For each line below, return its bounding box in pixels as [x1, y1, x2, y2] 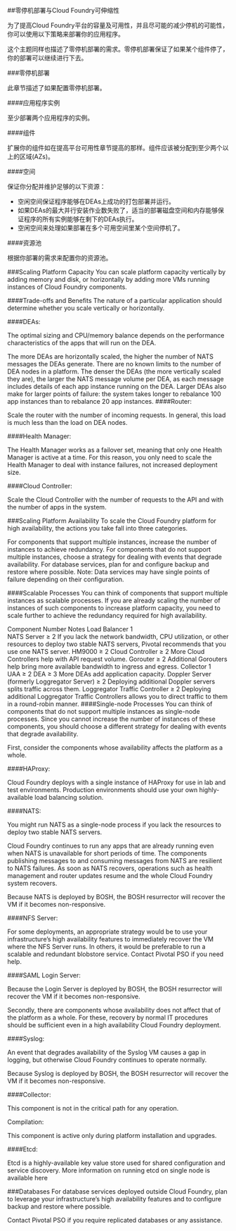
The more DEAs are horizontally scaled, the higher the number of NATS [7, 352, 214, 361]
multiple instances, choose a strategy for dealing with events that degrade [7, 552, 223, 561]
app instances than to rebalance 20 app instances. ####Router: [7, 397, 192, 405]
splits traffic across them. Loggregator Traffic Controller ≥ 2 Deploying [7, 685, 211, 693]
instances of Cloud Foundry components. [7, 283, 128, 291]
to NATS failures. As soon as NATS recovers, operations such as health [7, 864, 213, 872]
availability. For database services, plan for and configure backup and [7, 560, 209, 569]
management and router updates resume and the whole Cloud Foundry [7, 872, 213, 879]
